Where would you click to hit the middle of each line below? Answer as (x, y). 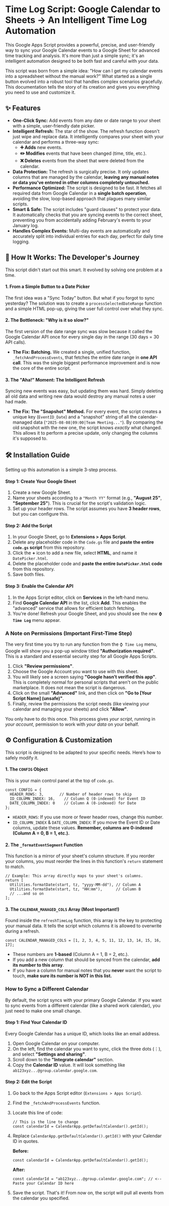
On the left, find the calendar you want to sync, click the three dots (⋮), (87, 1049)
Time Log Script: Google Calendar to (83, 9)
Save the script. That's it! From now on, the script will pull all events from (88, 1193)
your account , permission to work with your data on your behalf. (72, 724)
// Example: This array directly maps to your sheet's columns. (74, 876)
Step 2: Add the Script (29, 525)
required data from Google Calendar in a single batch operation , (80, 193)
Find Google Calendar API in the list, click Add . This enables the (79, 603)
